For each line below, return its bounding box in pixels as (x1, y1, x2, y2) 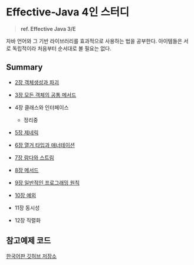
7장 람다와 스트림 (14, 154, 54, 161)
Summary (6, 63, 43, 73)
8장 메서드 (14, 166, 39, 174)
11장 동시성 (14, 204, 40, 211)
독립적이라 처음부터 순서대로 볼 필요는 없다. (12, 45, 112, 52)
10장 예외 (14, 191, 37, 198)
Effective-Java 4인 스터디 (6, 5, 130, 19)
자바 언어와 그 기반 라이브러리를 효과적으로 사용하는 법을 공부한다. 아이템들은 (6, 37, 183, 44)
